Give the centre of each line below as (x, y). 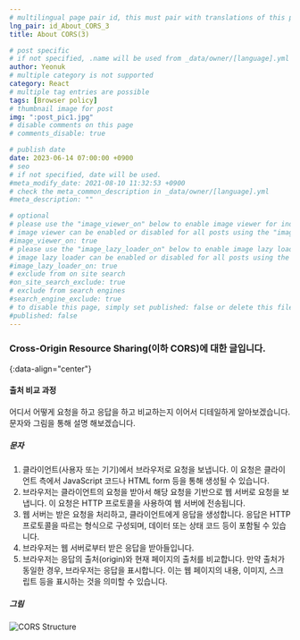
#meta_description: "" (51, 200)
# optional (29, 216)
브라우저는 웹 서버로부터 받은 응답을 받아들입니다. (108, 548)
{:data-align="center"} (50, 369)
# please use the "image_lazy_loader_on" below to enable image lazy (142, 249)
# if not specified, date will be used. (86, 175)
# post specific (39, 50)
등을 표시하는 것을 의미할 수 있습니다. (103, 581)
